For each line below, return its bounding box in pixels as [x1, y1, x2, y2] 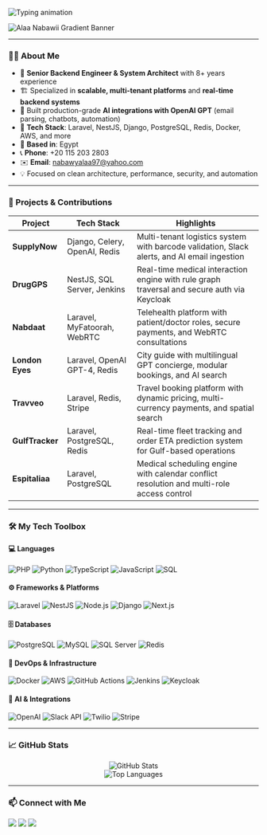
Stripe [67, 402, 90, 414]
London [12, 355, 42, 366]
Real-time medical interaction [136, 264, 248, 275]
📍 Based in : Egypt [19, 139, 79, 149]
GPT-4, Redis [67, 364, 118, 375]
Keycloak [136, 293, 172, 304]
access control [136, 488, 192, 499]
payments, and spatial [172, 402, 254, 414]
